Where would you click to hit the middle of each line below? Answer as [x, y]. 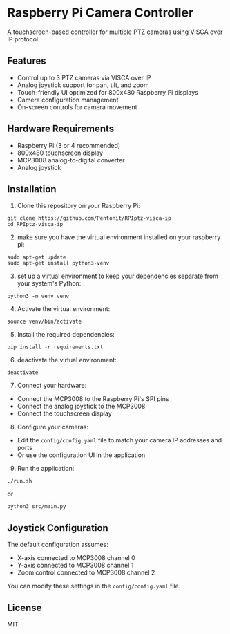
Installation [32, 189]
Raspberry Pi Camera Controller [100, 13]
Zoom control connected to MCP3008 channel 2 [86, 572]
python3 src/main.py [37, 507]
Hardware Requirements [61, 129]
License [25, 607]
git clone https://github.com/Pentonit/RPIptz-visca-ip [89, 218]
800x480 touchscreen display [60, 153]
